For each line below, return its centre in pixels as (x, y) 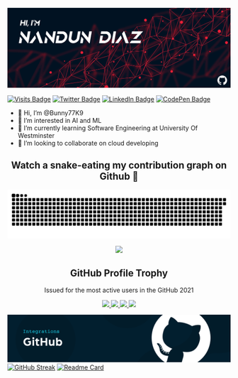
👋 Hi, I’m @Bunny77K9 (50, 113)
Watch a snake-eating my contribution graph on (119, 165)
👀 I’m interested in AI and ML (59, 120)
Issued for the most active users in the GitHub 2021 (119, 290)
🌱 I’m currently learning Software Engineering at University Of (108, 128)
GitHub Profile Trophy (119, 273)
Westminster (36, 135)
